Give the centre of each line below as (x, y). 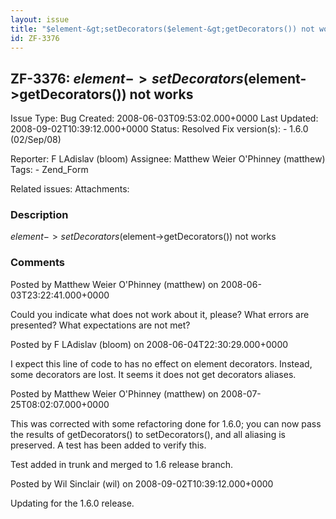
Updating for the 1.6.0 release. (72, 503)
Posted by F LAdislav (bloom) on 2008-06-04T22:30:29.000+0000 (149, 344)
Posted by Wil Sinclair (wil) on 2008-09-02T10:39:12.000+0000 (142, 483)
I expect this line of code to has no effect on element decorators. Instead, (161, 363)
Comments (37, 263)
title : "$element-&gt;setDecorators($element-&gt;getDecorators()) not (162, 29)
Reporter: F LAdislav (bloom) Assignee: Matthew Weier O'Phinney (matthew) (168, 159)
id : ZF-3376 (35, 38)
